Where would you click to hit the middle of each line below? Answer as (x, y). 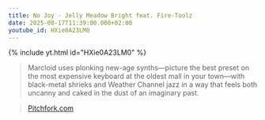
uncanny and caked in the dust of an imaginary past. (113, 93)
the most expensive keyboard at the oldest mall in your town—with (136, 77)
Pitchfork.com (50, 108)
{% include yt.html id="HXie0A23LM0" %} (78, 53)
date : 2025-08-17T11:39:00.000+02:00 (70, 23)
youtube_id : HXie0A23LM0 (49, 30)
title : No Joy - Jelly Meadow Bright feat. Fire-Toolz (100, 15)
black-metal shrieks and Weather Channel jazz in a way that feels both (142, 84)
